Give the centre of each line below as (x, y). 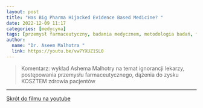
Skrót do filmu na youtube (38, 98)
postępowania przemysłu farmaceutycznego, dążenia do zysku (100, 75)
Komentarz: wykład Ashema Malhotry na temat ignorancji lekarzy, (103, 68)
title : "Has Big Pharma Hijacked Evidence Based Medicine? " (85, 17)
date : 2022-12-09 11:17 (36, 23)
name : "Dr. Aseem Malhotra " (48, 46)
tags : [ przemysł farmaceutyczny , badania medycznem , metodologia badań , (100, 34)
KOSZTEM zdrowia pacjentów (58, 81)
